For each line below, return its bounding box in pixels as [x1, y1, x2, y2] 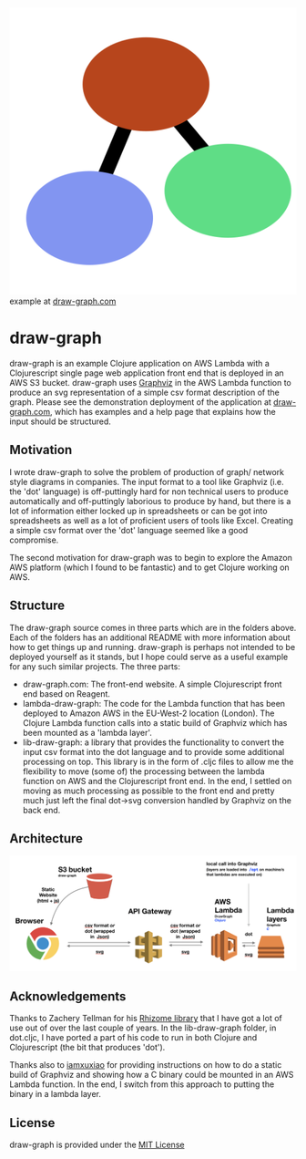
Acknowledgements [9, 988, 127, 1005]
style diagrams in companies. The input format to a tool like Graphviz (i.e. [9, 476, 284, 487]
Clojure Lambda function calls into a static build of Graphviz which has [22, 717, 288, 728]
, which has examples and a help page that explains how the [49, 406, 276, 417]
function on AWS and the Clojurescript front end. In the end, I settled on [22, 775, 292, 786]
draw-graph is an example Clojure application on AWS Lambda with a [9, 357, 270, 368]
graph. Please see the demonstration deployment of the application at [9, 396, 271, 408]
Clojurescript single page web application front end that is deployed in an [9, 367, 284, 378]
